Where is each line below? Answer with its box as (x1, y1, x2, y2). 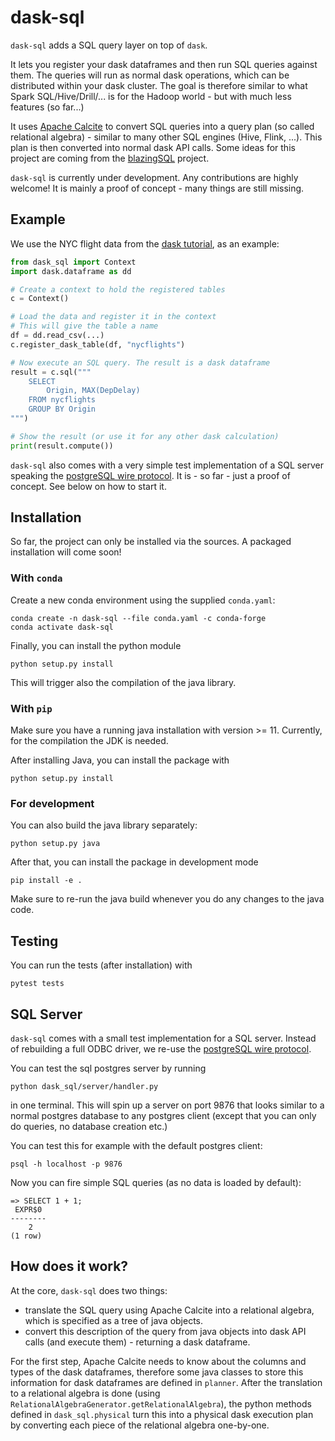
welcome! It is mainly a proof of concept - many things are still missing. (10, 182, 305, 194)
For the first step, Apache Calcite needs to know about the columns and (10, 1355, 307, 1367)
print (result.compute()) (10, 441, 114, 451)
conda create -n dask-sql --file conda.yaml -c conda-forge (10, 613, 267, 623)
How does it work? (10, 1258, 129, 1275)
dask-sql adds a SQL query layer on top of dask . (10, 39, 208, 51)
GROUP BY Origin (28, 404, 97, 415)
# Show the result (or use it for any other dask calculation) (10, 431, 280, 441)
